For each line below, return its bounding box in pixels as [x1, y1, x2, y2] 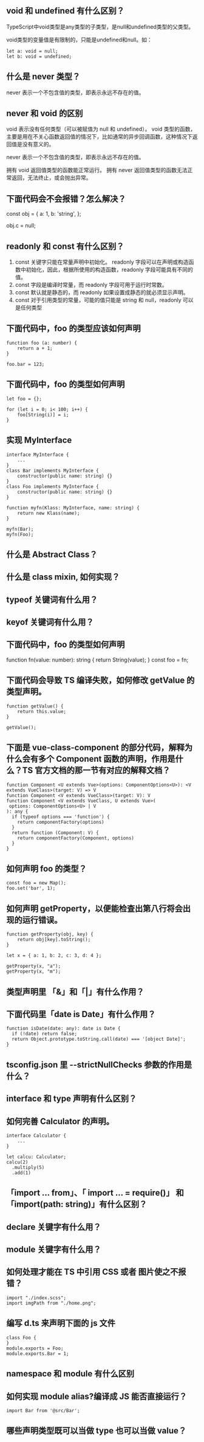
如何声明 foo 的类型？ [6, 863, 87, 874]
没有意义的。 [22, 140, 55, 148]
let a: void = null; [6, 48, 59, 54]
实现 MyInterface [6, 435, 72, 446]
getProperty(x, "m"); [6, 968, 61, 975]
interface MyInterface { [6, 452, 69, 458]
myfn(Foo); [6, 531, 34, 537]
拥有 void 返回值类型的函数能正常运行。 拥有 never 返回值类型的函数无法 [6, 167, 188, 174]
